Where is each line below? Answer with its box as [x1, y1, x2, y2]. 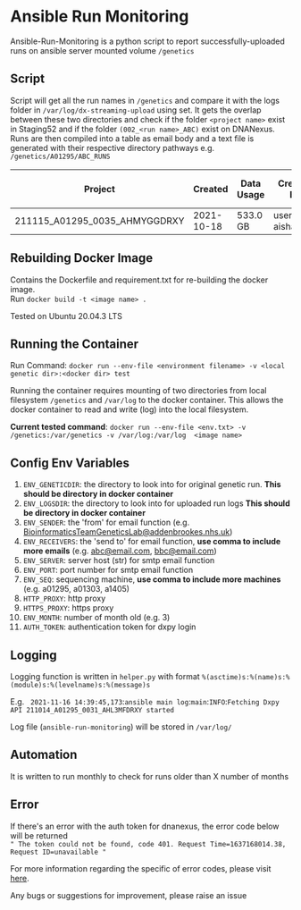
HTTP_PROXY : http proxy [22, 593, 106, 604]
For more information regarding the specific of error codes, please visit [10, 863, 272, 873]
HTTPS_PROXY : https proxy [22, 602, 114, 613]
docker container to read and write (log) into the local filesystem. [10, 404, 249, 415]
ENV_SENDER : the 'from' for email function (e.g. [22, 517, 190, 528]
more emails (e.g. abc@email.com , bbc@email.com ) [22, 545, 217, 556]
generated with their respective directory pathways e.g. [10, 142, 215, 153]
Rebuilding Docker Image [10, 250, 154, 265]
